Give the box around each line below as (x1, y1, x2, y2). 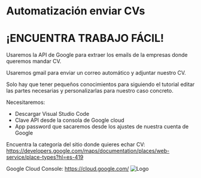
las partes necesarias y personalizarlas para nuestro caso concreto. (6, 87, 173, 94)
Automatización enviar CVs (6, 4, 145, 18)
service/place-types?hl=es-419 (6, 154, 84, 161)
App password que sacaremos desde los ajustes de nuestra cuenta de (14, 123, 189, 130)
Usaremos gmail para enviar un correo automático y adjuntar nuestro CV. (6, 69, 187, 76)
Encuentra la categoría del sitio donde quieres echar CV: (6, 141, 145, 148)
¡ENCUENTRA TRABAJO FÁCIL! (6, 32, 165, 45)
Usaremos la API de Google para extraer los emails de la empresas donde (6, 51, 188, 59)
